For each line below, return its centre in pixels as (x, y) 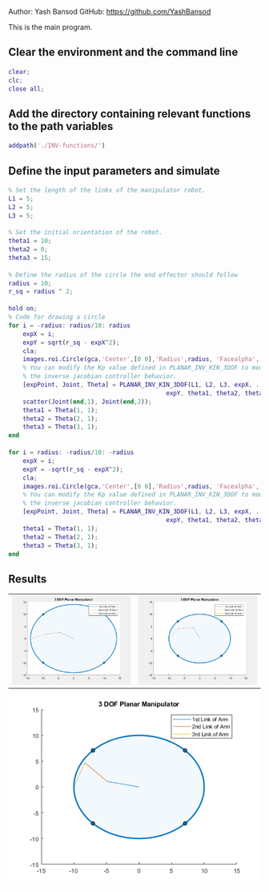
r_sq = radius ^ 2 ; (41, 292)
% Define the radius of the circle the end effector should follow (123, 275)
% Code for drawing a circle (57, 317)
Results (28, 579)
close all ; (26, 89)
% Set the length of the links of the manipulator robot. (107, 190)
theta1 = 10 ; (30, 241)
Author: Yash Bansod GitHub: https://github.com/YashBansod (110, 12)
